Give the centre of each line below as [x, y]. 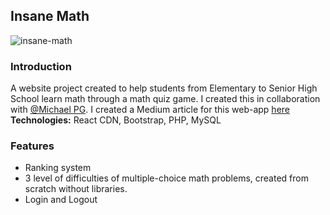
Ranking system [58, 168]
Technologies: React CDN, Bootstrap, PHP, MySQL [116, 120]
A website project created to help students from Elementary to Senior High [164, 88]
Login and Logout [61, 200]
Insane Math [50, 16]
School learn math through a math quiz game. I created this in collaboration [165, 99]
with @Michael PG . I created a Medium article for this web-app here [150, 110]
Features [32, 146]
